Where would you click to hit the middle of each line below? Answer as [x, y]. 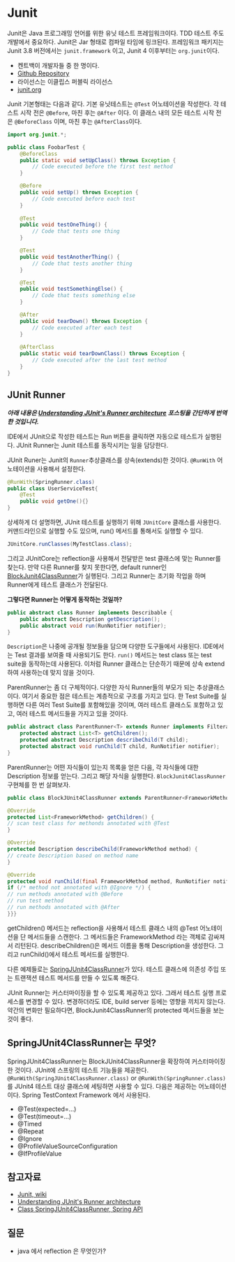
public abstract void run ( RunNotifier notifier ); [93, 626]
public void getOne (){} [54, 501]
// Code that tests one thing [76, 231]
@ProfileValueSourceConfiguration [67, 1146]
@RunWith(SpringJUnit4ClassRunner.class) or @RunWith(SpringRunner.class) [117, 1077]
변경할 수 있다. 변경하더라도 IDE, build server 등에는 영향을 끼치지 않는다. [125, 1001]
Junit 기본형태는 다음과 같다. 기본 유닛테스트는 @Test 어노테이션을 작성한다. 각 [113, 103]
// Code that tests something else [84, 296]
